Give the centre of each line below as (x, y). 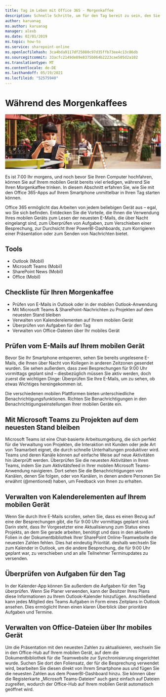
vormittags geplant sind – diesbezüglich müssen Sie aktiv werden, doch (78, 373)
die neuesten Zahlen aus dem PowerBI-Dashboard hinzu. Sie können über (80, 673)
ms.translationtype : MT (30, 62)
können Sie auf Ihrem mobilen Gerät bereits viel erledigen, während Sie (78, 182)
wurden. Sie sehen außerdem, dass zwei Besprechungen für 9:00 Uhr (76, 369)
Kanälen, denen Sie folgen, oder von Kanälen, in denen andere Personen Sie (83, 476)
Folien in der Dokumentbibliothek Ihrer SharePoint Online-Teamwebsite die (81, 537)
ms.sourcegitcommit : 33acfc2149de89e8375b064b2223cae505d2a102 (72, 57)
